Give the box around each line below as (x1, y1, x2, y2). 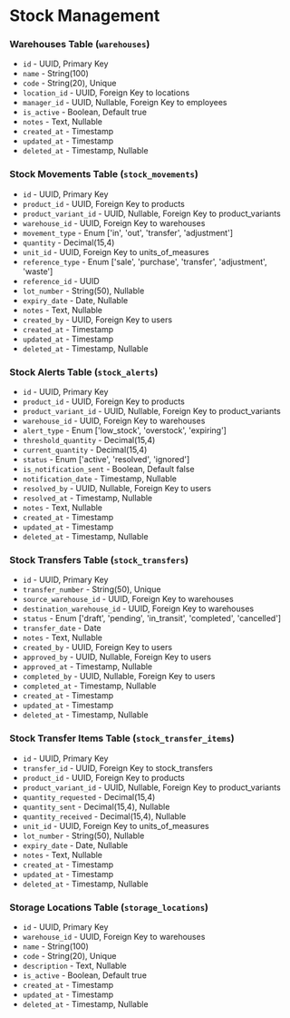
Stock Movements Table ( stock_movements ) (9, 168, 199, 181)
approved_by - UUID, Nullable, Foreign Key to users (22, 651, 211, 663)
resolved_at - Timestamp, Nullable (22, 492, 153, 504)
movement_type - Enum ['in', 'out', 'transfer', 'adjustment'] (22, 227, 234, 238)
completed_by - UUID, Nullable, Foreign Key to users (22, 671, 216, 682)
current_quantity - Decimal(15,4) (22, 444, 148, 455)
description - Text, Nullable (22, 960, 127, 971)
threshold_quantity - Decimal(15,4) (22, 435, 156, 446)
